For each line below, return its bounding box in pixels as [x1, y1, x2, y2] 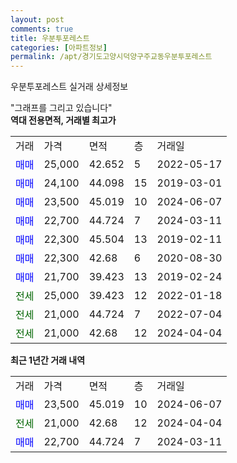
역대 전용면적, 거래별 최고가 [10, 114, 117, 126]
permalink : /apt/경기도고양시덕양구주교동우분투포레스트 [10, 52, 213, 62]
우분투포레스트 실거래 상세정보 [10, 81, 129, 93]
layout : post [10, 14, 65, 25]
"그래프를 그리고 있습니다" [10, 102, 113, 114]
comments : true [10, 24, 74, 34]
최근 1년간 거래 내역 [10, 354, 86, 366]
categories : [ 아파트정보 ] [10, 42, 108, 53]
